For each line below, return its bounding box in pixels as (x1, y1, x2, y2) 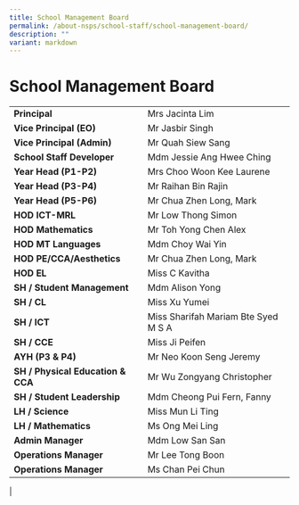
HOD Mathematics (13, 224, 93, 236)
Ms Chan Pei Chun (147, 463, 225, 476)
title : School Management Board (9, 12, 129, 22)
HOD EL (13, 267, 47, 279)
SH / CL (13, 296, 47, 309)
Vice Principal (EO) (13, 122, 96, 135)
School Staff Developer (13, 151, 115, 163)
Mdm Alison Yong (147, 282, 222, 294)
